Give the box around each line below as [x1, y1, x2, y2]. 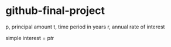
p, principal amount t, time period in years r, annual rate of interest [5, 23, 165, 30]
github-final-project [5, 4, 105, 17]
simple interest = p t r [5, 34, 54, 41]
